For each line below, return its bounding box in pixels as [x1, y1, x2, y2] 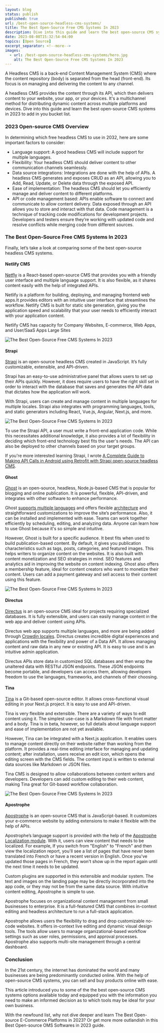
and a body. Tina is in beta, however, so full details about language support [5, 721, 156, 726]
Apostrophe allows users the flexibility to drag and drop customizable [5, 918, 145, 924]
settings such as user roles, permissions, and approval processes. [5, 933, 138, 940]
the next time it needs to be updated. [5, 864, 80, 869]
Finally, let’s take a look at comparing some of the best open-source [5, 245, 142, 250]
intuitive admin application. [5, 649, 60, 655]
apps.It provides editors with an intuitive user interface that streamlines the [5, 297, 156, 303]
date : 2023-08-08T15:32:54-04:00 [5, 35, 73, 40]
